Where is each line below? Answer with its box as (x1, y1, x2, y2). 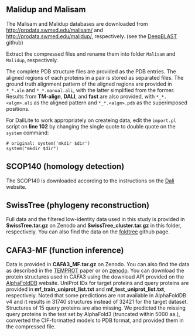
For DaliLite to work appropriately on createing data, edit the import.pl (6, 117, 177, 124)
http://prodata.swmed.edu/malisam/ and (6, 26, 104, 33)
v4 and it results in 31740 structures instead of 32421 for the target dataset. (6, 298, 189, 306)
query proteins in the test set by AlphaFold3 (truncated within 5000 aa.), (6, 311, 180, 318)
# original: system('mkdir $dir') (6, 140, 91, 146)
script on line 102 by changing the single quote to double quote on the (6, 123, 176, 130)
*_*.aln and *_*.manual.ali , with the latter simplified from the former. (6, 86, 175, 93)
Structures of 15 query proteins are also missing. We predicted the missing (6, 304, 186, 311)
